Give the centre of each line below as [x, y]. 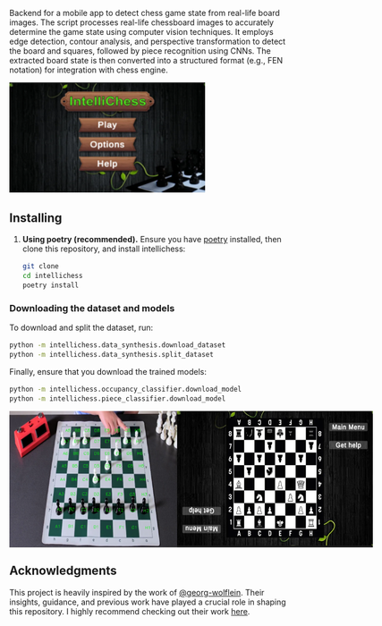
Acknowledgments [64, 571]
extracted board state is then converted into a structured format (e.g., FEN [146, 60]
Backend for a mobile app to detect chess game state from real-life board [144, 13]
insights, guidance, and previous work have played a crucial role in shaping [148, 602]
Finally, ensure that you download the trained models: [108, 371]
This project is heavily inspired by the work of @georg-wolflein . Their [137, 592]
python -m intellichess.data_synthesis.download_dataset [118, 345]
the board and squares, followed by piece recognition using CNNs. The [140, 51]
